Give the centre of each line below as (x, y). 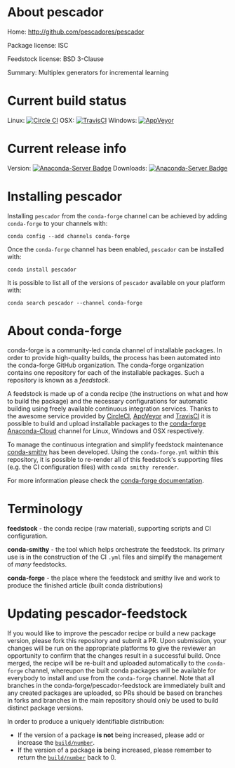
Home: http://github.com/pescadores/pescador (76, 32)
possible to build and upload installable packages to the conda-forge (107, 423)
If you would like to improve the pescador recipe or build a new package (112, 633)
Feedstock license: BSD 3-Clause (55, 59)
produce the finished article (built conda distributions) (85, 585)
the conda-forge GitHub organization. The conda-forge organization (106, 365)
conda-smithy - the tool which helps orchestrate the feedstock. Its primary (116, 549)
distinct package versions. (45, 708)
